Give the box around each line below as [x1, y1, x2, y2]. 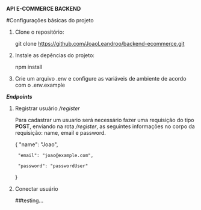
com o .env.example [14, 81, 66, 88]
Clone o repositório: [14, 28, 64, 36]
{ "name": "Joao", [14, 141, 58, 148]
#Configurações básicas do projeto [6, 17, 94, 23]
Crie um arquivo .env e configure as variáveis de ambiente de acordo [14, 75, 187, 82]
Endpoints [6, 93, 32, 100]
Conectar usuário [14, 185, 58, 192]
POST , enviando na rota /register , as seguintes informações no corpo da [14, 123, 196, 130]
